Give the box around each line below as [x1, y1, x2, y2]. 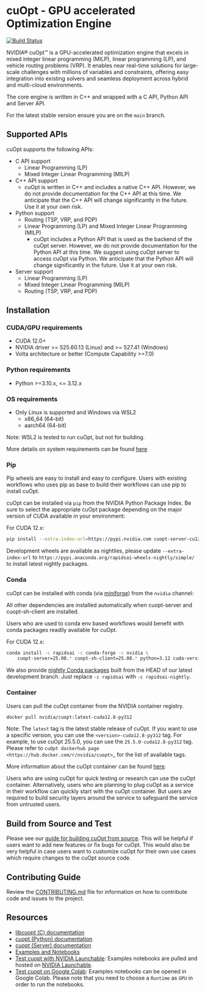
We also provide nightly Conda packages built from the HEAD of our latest [6, 666, 193, 674]
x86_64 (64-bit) [24, 415, 64, 423]
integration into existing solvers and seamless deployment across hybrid [6, 75, 189, 82]
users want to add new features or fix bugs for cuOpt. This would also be [6, 841, 190, 849]
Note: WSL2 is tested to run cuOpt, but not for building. [6, 434, 145, 441]
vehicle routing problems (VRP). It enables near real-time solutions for [6, 62, 182, 69]
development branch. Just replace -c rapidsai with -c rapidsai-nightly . [6, 673, 191, 680]
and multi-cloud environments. [6, 81, 84, 89]
